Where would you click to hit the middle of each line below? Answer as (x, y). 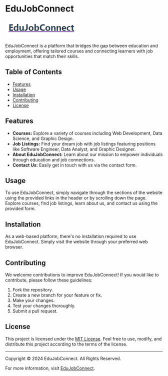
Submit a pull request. (35, 311)
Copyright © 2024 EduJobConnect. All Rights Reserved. (63, 358)
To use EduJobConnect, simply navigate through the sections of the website (84, 192)
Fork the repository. (33, 290)
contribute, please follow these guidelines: (49, 280)
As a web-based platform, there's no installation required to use (71, 236)
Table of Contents (34, 72)
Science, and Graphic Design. (43, 138)
